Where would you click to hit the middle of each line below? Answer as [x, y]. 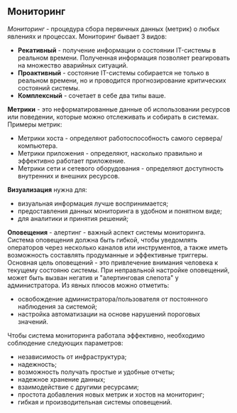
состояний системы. [49, 87]
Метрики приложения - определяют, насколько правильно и [110, 153]
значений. [33, 321]
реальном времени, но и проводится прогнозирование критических [122, 80]
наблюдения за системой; [57, 306]
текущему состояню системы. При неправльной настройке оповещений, [118, 270]
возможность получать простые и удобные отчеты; [96, 372]
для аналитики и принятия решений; [73, 218]
